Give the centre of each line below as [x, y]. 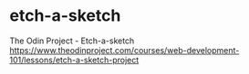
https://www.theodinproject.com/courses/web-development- [124, 50]
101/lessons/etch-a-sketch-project [74, 60]
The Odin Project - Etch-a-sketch [72, 41]
